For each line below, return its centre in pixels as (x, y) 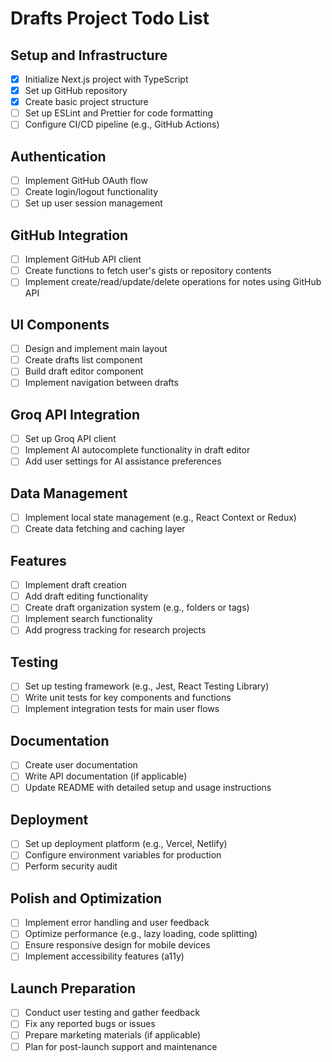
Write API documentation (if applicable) (106, 776)
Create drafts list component (83, 360)
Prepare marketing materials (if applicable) (113, 1035)
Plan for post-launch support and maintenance (121, 1046)
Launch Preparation (73, 988)
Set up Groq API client (70, 439)
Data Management (69, 493)
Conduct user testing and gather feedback (112, 1013)
